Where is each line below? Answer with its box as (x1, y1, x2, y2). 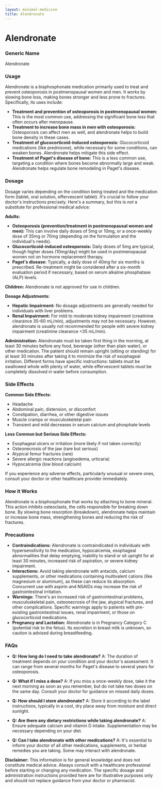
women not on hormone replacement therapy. (12, 254, 104, 259)
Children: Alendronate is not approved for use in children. (5, 284, 120, 289)
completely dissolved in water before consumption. (5, 369, 108, 374)
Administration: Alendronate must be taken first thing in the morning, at (5, 338, 149, 343)
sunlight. (12, 708, 30, 714)
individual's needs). (12, 238, 52, 244)
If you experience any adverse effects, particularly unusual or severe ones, (5, 470, 155, 476)
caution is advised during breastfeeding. (12, 630, 93, 636)
